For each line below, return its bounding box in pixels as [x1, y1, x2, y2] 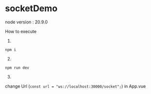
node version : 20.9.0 [5, 19, 48, 25]
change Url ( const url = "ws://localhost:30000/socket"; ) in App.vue [5, 83, 146, 89]
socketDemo [5, 3, 57, 14]
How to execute [5, 28, 37, 34]
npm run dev [5, 65, 29, 70]
